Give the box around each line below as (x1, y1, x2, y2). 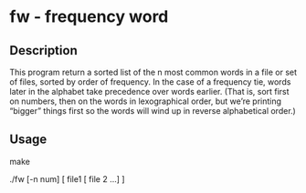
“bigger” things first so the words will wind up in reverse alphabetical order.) (9, 106, 297, 116)
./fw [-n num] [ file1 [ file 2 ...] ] (9, 173, 125, 184)
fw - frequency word (9, 6, 169, 27)
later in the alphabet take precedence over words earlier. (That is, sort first (9, 86, 290, 96)
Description (9, 43, 78, 58)
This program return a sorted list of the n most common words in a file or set (9, 66, 298, 77)
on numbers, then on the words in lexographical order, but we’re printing (9, 96, 281, 107)
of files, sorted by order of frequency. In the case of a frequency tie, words (9, 76, 291, 87)
